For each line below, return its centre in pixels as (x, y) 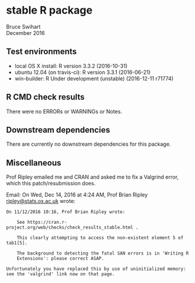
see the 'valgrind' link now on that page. (61, 274)
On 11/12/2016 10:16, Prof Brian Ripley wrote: (66, 212)
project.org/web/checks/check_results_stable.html (70, 228)
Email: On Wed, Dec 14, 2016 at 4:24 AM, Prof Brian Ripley (77, 195)
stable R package (49, 10)
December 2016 (26, 33)
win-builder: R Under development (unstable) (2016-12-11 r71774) (94, 78)
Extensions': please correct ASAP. (61, 259)
